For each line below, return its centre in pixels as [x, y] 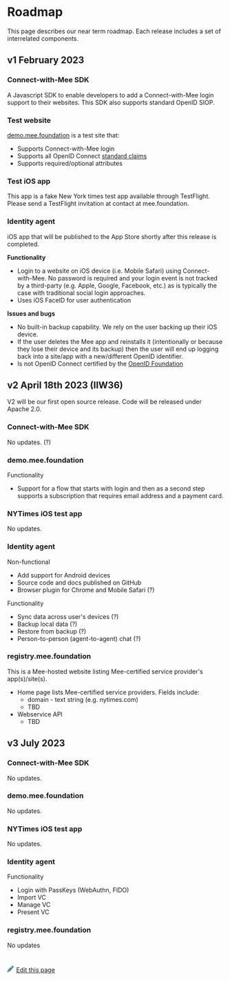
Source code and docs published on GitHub [79, 582]
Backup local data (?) [47, 624]
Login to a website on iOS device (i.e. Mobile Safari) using [99, 271]
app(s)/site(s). [27, 678]
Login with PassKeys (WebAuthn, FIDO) [73, 890]
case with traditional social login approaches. [81, 293]
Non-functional [29, 562]
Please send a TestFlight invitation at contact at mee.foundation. [98, 204]
